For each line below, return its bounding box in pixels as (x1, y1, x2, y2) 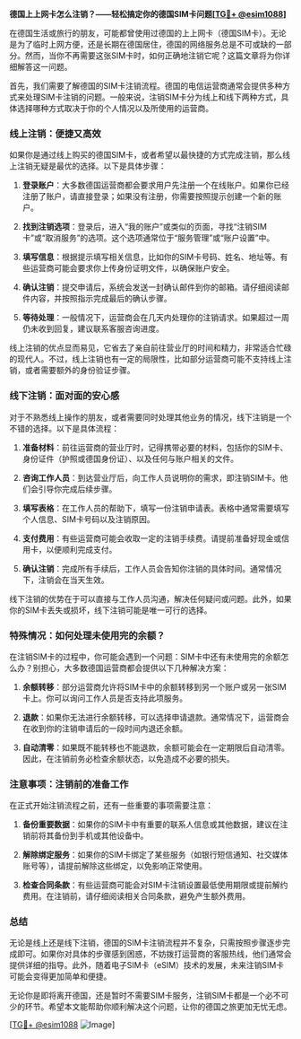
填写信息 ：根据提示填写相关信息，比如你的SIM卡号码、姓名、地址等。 (21, 251, 280, 263)
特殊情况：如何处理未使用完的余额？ (9, 629, 166, 642)
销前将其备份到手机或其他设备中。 (21, 830, 149, 842)
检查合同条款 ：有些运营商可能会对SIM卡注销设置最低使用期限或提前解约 (21, 879, 288, 891)
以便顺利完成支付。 (46, 544, 117, 554)
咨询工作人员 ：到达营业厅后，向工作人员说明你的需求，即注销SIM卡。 (21, 472, 280, 483)
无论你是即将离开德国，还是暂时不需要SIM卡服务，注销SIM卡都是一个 (9, 991, 266, 1001)
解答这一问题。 (16, 62, 73, 72)
